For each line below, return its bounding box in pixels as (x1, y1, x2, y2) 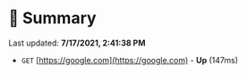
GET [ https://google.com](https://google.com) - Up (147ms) (21, 54, 239, 65)
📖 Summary (8, 8, 97, 29)
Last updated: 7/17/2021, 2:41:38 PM (8, 37, 146, 48)
